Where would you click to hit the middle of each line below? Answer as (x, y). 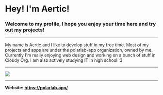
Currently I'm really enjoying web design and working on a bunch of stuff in (81, 55)
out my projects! (25, 30)
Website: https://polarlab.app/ (36, 88)
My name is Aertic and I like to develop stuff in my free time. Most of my (77, 45)
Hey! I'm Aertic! (37, 9)
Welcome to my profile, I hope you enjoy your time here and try (81, 24)
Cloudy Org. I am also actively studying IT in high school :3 (64, 60)
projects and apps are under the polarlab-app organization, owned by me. (79, 50)
